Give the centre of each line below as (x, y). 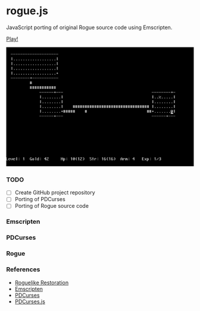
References (23, 269)
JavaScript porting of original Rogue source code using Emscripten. (89, 27)
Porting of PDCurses (40, 199)
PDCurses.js (30, 302)
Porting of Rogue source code (52, 206)
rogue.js (27, 11)
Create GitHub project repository (55, 193)
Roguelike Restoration (42, 283)
